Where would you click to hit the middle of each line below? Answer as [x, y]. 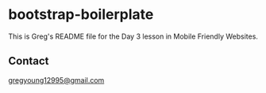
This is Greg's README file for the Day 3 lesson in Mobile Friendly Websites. [133, 36]
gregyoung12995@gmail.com [56, 80]
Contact [29, 61]
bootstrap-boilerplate [81, 15]
